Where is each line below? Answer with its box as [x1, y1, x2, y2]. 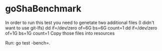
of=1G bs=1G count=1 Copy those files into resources [5, 30, 115, 36]
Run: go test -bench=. [5, 39, 50, 45]
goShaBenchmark [5, 3, 81, 14]
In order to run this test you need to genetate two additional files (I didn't [5, 19, 154, 25]
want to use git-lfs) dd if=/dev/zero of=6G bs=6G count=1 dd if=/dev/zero [5, 24, 157, 30]
